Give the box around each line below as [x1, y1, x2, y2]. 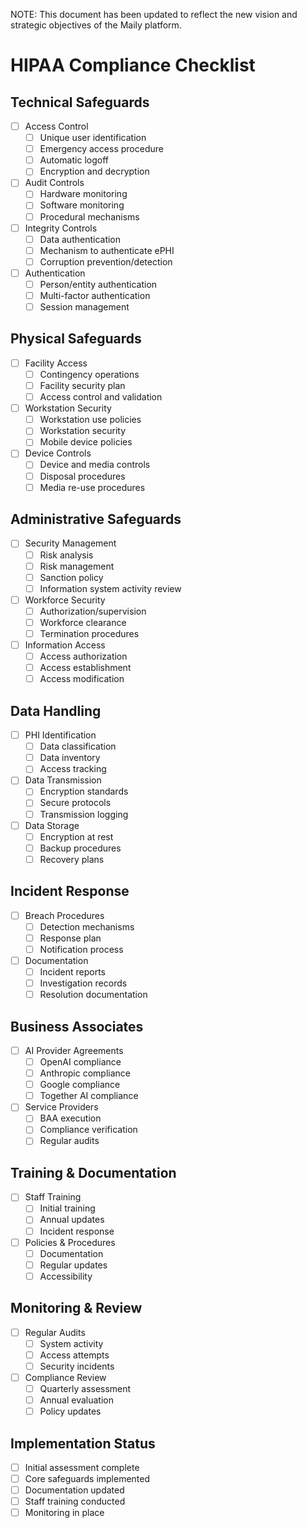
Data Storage [24, 819, 80, 831]
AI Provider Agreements [24, 1044, 124, 1056]
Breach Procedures [24, 909, 105, 921]
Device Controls [24, 447, 92, 459]
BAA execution [39, 1112, 102, 1124]
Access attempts [39, 1349, 110, 1361]
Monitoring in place [24, 1507, 105, 1519]
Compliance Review [24, 1371, 107, 1383]
